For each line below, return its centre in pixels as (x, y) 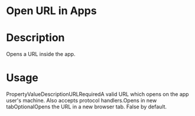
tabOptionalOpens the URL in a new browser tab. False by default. (87, 107)
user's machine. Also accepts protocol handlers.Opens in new (82, 101)
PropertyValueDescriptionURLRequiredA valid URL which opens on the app (97, 94)
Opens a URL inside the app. (41, 54)
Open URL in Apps (51, 11)
